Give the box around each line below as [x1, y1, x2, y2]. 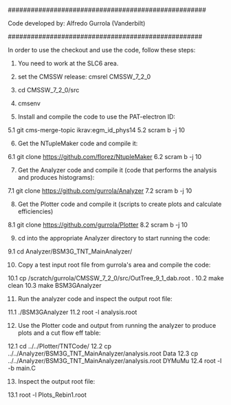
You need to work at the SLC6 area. [17, 59, 119, 67]
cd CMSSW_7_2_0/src [17, 86, 80, 94]
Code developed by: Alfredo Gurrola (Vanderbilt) [8, 19, 146, 27]
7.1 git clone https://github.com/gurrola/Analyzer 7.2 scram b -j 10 [8, 187, 192, 195]
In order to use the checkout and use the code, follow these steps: [8, 46, 196, 54]
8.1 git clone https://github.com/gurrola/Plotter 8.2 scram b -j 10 [8, 220, 188, 229]
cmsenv [17, 99, 41, 107]
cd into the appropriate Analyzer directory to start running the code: [17, 234, 210, 242]
